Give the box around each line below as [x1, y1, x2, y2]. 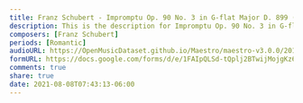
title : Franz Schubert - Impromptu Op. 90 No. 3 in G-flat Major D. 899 [9, 13, 289, 22]
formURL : [9, 55, 42, 64]
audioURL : [9, 47, 47, 56]
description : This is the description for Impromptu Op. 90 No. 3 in [9, 21, 277, 30]
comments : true [9, 64, 67, 73]
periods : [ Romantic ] [9, 38, 87, 47]
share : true [9, 72, 54, 81]
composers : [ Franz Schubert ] [9, 30, 119, 39]
